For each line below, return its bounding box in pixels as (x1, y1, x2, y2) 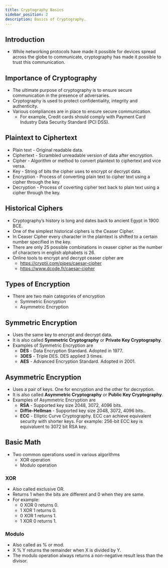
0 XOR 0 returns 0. (20, 502, 59, 508)
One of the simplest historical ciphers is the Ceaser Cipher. (12, 228, 134, 234)
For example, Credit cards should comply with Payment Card (20, 114, 146, 119)
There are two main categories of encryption (12, 293, 105, 299)
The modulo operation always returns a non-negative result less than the (12, 552, 163, 558)
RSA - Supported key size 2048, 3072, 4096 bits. (20, 402, 122, 408)
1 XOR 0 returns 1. (20, 518, 57, 524)
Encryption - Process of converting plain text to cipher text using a (12, 174, 150, 180)
